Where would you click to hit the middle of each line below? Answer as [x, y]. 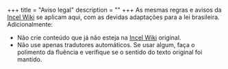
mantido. [29, 59]
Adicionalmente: [30, 24]
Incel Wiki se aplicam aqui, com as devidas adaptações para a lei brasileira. [114, 17]
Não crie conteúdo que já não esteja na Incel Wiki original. [99, 38]
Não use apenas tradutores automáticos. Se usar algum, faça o [106, 45]
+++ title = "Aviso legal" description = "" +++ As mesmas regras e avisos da [114, 10]
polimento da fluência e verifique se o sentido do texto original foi [110, 52]
